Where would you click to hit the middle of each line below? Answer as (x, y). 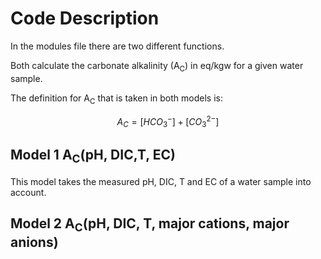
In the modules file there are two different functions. (117, 46)
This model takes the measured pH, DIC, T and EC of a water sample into (161, 181)
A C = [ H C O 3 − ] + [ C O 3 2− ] (168, 121)
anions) (34, 242)
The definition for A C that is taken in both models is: (116, 99)
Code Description (85, 18)
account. (28, 192)
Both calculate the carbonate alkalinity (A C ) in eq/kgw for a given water (157, 66)
